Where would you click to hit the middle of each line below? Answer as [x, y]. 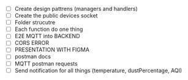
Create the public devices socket [56, 16]
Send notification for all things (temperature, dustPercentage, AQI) [98, 70]
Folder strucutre [35, 22]
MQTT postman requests [46, 64]
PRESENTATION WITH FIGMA [52, 50]
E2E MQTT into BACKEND [47, 36]
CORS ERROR [32, 43]
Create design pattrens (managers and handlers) [76, 9]
